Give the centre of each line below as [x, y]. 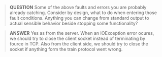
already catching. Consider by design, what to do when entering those [83, 13]
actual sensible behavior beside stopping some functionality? [74, 23]
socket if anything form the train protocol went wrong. [66, 49]
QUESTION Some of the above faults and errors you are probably [78, 7]
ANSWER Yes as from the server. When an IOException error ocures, [82, 33]
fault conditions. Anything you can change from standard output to [79, 18]
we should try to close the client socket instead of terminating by [77, 38]
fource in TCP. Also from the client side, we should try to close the [79, 44]
